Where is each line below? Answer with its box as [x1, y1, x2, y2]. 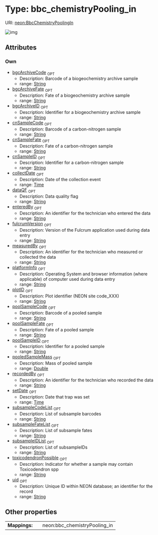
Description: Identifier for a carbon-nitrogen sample [19, 160, 124, 165]
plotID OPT [12, 287, 33, 294]
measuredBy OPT [12, 242, 46, 250]
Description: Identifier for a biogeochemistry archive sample [19, 109, 141, 115]
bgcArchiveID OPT [12, 103, 48, 110]
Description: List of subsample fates [19, 428, 92, 433]
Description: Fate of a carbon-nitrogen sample [19, 143, 113, 149]
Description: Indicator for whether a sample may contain [19, 461, 133, 467]
